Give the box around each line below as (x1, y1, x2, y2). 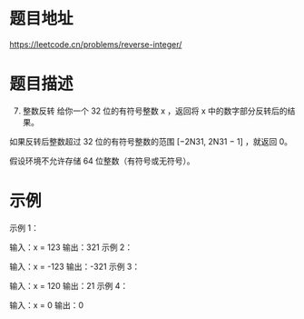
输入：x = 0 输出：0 (9, 299, 84, 310)
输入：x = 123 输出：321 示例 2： (9, 242, 133, 253)
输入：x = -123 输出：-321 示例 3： (9, 261, 141, 272)
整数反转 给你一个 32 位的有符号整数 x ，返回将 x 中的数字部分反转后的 (22, 105, 288, 116)
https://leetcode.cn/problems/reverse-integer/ (9, 38, 182, 50)
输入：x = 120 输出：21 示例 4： (9, 280, 129, 291)
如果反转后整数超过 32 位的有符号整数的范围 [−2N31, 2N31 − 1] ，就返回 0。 (9, 135, 293, 146)
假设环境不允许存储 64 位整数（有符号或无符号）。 (9, 155, 195, 166)
